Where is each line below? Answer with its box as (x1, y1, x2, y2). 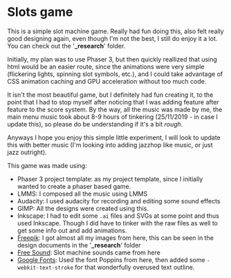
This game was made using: (7, 161, 88, 169)
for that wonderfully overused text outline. (75, 263, 195, 271)
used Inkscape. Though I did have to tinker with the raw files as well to (17, 219, 218, 227)
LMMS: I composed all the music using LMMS (17, 189, 148, 198)
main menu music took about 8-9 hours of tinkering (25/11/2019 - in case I (7, 112, 218, 121)
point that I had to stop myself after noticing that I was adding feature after (7, 98, 219, 106)
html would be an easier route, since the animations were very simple (7, 62, 205, 71)
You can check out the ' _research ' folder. (7, 41, 126, 50)
